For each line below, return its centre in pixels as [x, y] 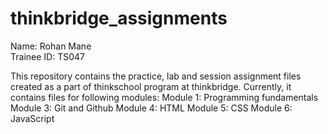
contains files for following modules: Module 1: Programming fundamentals [164, 97]
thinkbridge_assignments [119, 18]
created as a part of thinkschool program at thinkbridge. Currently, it [151, 86]
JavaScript [32, 118]
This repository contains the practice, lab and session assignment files [156, 76]
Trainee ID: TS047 [47, 56]
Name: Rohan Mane [51, 46]
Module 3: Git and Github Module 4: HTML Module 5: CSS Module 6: [151, 108]
